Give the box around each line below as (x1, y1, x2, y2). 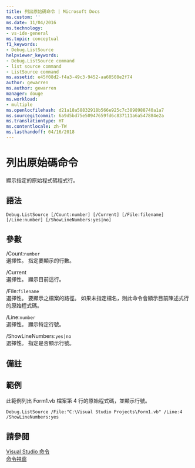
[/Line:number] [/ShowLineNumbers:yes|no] (6, 217, 112, 223)
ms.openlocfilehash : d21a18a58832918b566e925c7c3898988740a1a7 (6, 107, 164, 113)
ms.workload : (6, 96, 38, 102)
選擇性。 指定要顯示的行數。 (6, 257, 75, 264)
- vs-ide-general (6, 31, 49, 36)
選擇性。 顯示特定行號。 (6, 321, 65, 328)
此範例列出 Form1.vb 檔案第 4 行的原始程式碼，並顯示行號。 (6, 397, 151, 404)
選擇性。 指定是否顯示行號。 (6, 340, 75, 347)
